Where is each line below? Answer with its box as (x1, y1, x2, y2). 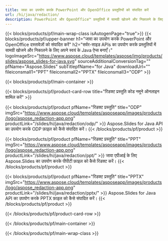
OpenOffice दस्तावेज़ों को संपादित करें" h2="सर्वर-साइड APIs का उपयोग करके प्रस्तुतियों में (5, 41, 156, 48)
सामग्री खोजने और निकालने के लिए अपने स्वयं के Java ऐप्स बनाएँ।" (5, 47, 113, 53)
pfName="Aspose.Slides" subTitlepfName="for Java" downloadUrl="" (5, 64, 150, 70)
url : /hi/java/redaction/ (5, 12, 59, 17)
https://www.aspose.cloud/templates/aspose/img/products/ (39, 53, 163, 59)
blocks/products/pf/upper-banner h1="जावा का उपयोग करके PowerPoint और (5, 36, 151, 42)
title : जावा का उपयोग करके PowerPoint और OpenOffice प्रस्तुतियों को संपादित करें (5, 7, 149, 13)
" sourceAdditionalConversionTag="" (74, 58, 151, 65)
